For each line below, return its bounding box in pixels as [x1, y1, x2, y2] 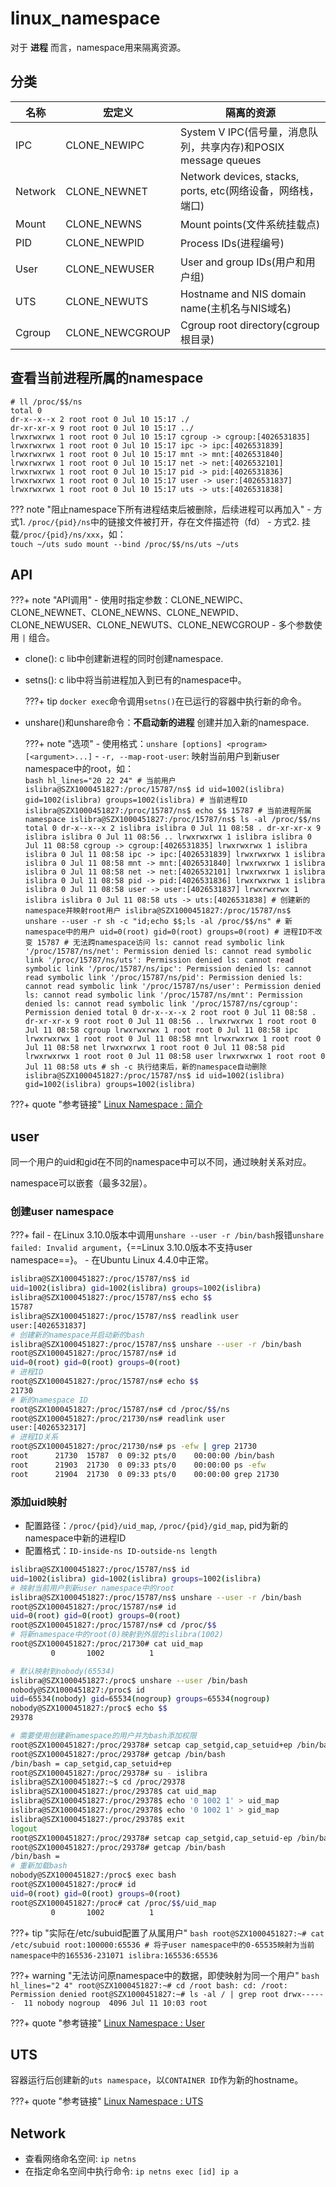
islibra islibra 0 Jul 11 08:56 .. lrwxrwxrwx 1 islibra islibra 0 [24, 832, 312, 842]
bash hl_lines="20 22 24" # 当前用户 [24, 776, 177, 786]
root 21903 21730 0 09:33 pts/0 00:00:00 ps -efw [10, 1460, 267, 1470]
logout [10, 1823, 38, 1834]
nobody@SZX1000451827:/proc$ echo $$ [10, 1703, 168, 1714]
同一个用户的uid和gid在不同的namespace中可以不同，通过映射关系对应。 [10, 1156, 312, 1168]
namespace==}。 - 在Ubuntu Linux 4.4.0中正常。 [10, 1254, 214, 1266]
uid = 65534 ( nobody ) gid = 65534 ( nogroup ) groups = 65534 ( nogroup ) [10, 1694, 271, 1704]
